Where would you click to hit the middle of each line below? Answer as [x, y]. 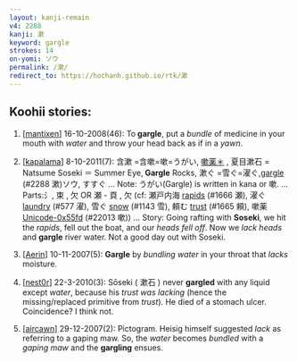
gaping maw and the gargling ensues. [92, 347]
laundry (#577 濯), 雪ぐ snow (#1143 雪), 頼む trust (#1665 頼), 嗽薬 [144, 206]
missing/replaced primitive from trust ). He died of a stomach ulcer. [144, 301]
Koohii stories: [50, 112]
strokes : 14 [31, 51]
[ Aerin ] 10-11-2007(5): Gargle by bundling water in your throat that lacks [155, 254]
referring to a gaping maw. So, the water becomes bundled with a [143, 338]
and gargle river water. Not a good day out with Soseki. [124, 237]
